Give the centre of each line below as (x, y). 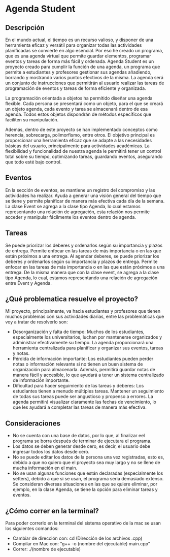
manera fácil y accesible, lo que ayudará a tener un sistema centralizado (88, 375)
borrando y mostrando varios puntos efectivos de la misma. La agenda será (84, 77)
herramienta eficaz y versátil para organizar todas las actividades (74, 45)
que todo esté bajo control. (33, 162)
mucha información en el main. (45, 468)
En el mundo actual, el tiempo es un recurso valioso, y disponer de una (79, 40)
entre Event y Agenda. (29, 283)
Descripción (25, 28)
